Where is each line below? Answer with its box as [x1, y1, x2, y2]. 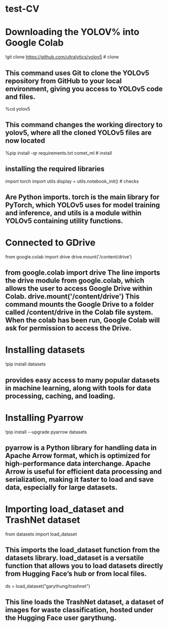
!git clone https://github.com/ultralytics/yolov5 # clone [5, 54, 119, 60]
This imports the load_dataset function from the [5, 546, 160, 554]
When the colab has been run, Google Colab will [5, 316, 160, 325]
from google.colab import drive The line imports [5, 269, 160, 277]
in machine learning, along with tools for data [5, 384, 151, 392]
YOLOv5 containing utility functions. [5, 216, 123, 225]
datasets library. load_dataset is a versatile [5, 554, 144, 563]
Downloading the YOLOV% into [5, 26, 140, 38]
